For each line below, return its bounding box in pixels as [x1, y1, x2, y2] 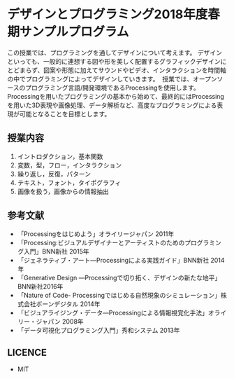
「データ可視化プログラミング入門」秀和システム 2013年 [17, 326, 180, 334]
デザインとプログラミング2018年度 [7, 6, 208, 22]
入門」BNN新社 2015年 [23, 247, 89, 256]
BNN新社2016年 [17, 282, 64, 291]
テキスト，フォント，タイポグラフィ [17, 178, 122, 186]
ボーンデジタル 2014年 [36, 299, 101, 308]
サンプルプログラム [20, 24, 129, 40]
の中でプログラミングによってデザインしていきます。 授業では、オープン [7, 74, 218, 83]
